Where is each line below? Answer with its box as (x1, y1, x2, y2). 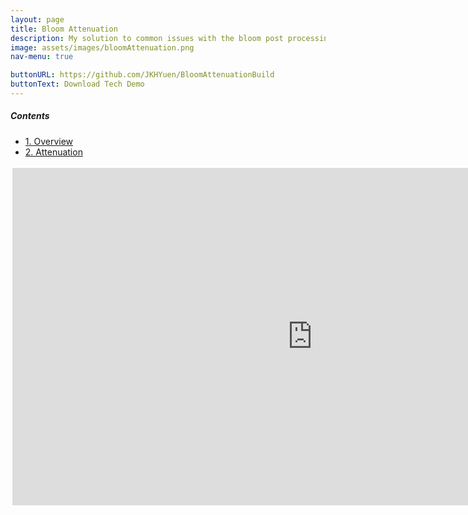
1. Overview (24, 135, 74, 147)
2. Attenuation (24, 146, 83, 158)
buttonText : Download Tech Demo (10, 79, 145, 90)
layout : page (10, 14, 65, 25)
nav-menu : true (10, 52, 74, 62)
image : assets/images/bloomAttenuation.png (10, 42, 195, 53)
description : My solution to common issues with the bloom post (10, 33, 284, 43)
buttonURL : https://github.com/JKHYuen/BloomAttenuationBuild (10, 70, 275, 80)
